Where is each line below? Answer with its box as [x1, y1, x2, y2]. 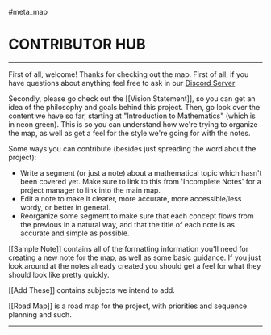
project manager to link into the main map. [19, 185, 161, 195]
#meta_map [8, 7, 48, 16]
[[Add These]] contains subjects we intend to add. [8, 285, 175, 295]
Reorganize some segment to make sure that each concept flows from [19, 210, 254, 221]
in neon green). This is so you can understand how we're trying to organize [8, 119, 258, 129]
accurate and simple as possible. [19, 228, 130, 238]
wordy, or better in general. [19, 202, 111, 212]
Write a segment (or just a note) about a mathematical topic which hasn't [19, 167, 262, 177]
